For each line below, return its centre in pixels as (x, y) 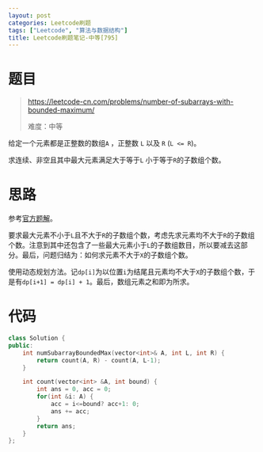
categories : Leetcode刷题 (50, 23)
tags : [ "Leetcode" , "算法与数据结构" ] (68, 30)
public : (21, 345)
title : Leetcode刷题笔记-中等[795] (63, 38)
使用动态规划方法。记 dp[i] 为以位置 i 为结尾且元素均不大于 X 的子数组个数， (128, 272)
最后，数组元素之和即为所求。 (145, 282)
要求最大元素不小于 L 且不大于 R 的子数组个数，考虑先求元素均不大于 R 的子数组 (131, 235)
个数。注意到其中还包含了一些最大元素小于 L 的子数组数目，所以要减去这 (125, 245)
